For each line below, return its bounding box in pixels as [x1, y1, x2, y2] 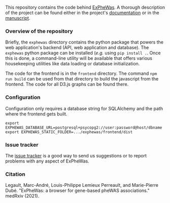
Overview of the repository [5, 27, 74, 34]
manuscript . [5, 15, 30, 21]
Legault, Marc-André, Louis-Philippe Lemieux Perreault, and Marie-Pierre [5, 182, 159, 188]
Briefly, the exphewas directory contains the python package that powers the [5, 39, 164, 45]
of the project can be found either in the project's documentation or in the [5, 10, 159, 16]
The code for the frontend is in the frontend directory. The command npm [5, 70, 157, 76]
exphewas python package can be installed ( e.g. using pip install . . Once [5, 50, 161, 56]
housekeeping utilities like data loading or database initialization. [5, 61, 140, 67]
